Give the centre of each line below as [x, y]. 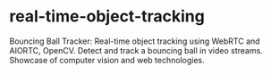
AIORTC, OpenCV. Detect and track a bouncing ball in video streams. [136, 50]
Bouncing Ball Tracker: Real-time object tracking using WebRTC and [135, 41]
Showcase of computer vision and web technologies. [107, 60]
